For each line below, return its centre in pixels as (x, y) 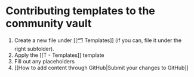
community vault (49, 23)
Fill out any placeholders (44, 61)
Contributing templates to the (81, 11)
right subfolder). (34, 49)
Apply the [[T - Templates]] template (59, 55)
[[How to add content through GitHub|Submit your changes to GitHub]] (101, 68)
